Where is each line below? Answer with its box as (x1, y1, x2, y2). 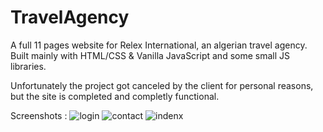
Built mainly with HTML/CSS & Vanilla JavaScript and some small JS (10, 49, 290, 61)
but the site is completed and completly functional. (10, 90, 220, 102)
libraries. (10, 60, 47, 72)
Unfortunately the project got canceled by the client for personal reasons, (10, 79, 314, 91)
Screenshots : (10, 109, 68, 121)
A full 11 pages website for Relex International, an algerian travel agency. (10, 39, 308, 51)
